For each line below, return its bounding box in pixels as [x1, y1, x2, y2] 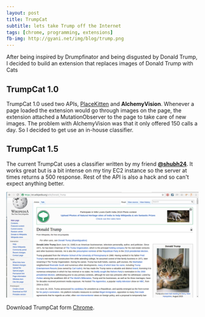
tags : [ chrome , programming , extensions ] [6, 29, 113, 35]
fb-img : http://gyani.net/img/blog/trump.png [6, 35, 124, 42]
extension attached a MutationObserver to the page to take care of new [6, 113, 187, 121]
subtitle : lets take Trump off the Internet [6, 23, 121, 29]
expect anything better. [6, 179, 65, 187]
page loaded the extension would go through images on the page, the [6, 106, 182, 114]
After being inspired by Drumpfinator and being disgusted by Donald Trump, [6, 53, 198, 61]
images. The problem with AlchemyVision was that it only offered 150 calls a [6, 119, 198, 127]
